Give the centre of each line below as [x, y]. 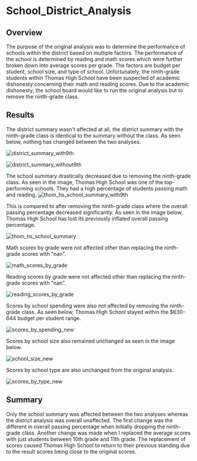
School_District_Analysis [69, 11]
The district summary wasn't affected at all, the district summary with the [95, 129]
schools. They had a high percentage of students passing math [111, 188]
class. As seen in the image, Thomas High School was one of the [85, 182]
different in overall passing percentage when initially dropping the [86, 426]
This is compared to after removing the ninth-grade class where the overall [97, 206]
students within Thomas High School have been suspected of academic [93, 78]
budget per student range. [49, 318]
